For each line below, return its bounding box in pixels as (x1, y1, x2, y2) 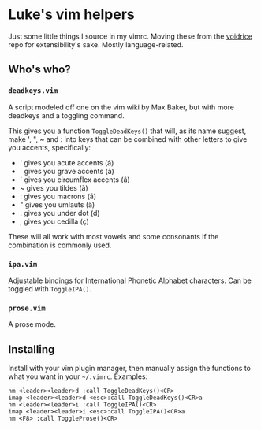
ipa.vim (8, 260, 38, 269)
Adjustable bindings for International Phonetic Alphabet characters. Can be (8, 276, 252, 285)
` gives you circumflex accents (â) (19, 175, 130, 184)
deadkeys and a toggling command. (8, 110, 125, 120)
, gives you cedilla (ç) (19, 217, 89, 226)
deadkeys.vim (8, 87, 58, 95)
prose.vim (8, 303, 46, 313)
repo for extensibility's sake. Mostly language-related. (8, 39, 184, 49)
